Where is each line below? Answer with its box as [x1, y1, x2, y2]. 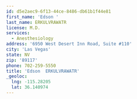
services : [6, 30, 30, 36]
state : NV [6, 52, 30, 58]
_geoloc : [6, 73, 28, 79]
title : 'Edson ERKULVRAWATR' [6, 68, 80, 74]
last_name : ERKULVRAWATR [6, 19, 67, 25]
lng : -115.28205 [11, 79, 51, 85]
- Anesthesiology [11, 36, 54, 41]
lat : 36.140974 [11, 84, 49, 90]
